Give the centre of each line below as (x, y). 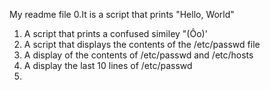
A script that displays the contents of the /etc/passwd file (142, 44)
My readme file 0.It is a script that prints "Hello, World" (122, 14)
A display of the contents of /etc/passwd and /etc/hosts (138, 55)
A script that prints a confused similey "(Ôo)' (115, 33)
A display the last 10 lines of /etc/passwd (108, 65)
